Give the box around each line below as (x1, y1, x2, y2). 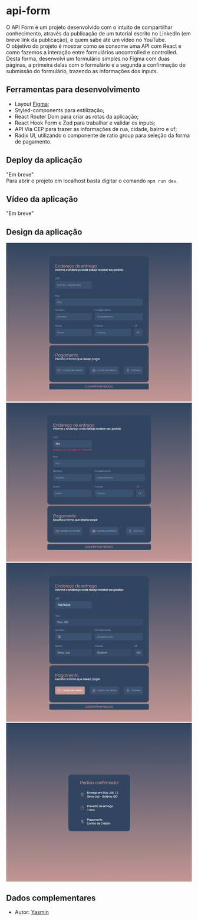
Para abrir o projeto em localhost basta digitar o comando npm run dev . (6, 177, 178, 184)
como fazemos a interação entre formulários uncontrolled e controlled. (6, 48, 178, 55)
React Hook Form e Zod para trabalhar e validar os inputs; (14, 119, 156, 126)
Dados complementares (6, 893, 96, 903)
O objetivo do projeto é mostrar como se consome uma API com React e (6, 43, 181, 50)
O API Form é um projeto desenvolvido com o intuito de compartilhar (6, 24, 173, 31)
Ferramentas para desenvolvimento (6, 84, 140, 95)
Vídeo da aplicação (6, 194, 78, 204)
